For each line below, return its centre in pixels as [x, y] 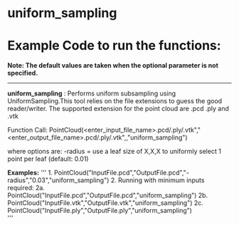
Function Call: [27, 130]
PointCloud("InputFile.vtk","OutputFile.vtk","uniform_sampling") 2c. [106, 203]
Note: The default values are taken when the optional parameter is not [113, 66]
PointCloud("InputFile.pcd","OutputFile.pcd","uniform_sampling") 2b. [108, 195]
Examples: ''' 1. [30, 173]
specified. [23, 73]
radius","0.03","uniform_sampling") [58, 180]
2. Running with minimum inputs [158, 180]
